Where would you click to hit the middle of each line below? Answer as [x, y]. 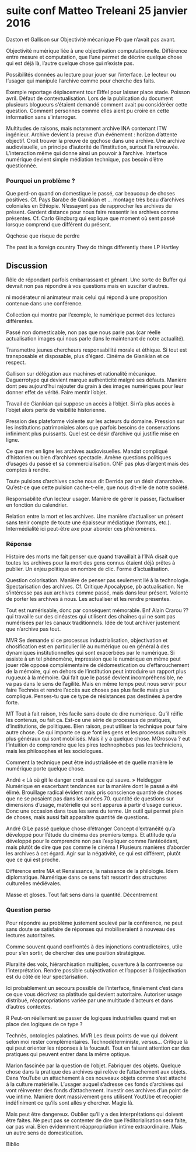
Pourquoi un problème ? [41, 181]
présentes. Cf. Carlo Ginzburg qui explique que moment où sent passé [90, 218]
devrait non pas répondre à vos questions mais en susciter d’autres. [87, 286]
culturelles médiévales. [34, 883]
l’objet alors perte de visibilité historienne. [56, 410]
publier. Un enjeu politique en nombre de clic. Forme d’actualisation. [88, 569]
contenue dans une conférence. [44, 304]
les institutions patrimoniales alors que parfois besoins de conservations [93, 428]
